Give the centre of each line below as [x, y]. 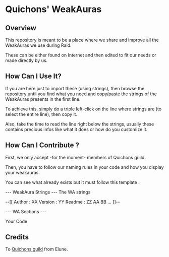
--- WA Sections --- [26, 211]
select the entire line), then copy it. [41, 114]
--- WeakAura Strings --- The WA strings [48, 192]
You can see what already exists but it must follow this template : [73, 182]
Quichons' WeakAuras [53, 9]
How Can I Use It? [34, 76]
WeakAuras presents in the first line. [43, 99]
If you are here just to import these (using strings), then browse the [75, 88]
